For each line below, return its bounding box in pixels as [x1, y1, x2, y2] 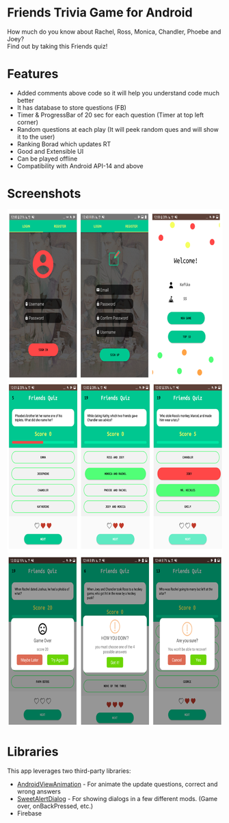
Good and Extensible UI [16, 147, 84, 155]
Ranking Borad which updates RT [16, 139, 111, 148]
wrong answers [16, 787, 62, 796]
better [16, 96, 34, 104]
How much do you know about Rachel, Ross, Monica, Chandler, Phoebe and [7, 27, 221, 36]
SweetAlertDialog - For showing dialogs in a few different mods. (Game [16, 794, 217, 802]
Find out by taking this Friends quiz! [7, 42, 108, 50]
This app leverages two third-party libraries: [7, 767, 131, 775]
